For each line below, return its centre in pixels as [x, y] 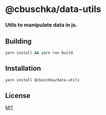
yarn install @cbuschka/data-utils [42, 80]
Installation [23, 69]
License [18, 96]
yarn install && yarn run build [39, 53]
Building [18, 41]
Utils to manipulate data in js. [41, 25]
